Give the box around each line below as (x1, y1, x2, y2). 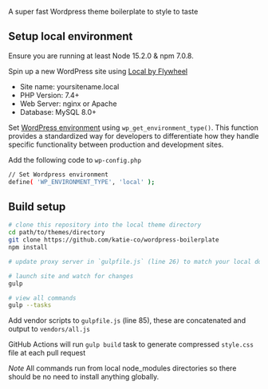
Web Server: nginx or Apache (19, 99, 117, 108)
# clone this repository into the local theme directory (8, 221, 202, 230)
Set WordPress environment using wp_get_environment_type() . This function (8, 123, 259, 132)
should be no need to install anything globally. (8, 372, 160, 382)
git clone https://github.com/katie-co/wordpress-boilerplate (8, 236, 219, 244)
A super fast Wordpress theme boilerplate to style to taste (8, 7, 199, 16)
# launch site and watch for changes (8, 272, 134, 280)
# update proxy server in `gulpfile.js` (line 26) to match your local (8, 257, 251, 265)
